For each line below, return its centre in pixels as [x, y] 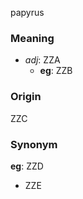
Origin [26, 97]
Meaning [32, 38]
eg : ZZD [27, 166]
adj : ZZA [42, 60]
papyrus [27, 12]
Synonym [34, 144]
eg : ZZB [56, 71]
